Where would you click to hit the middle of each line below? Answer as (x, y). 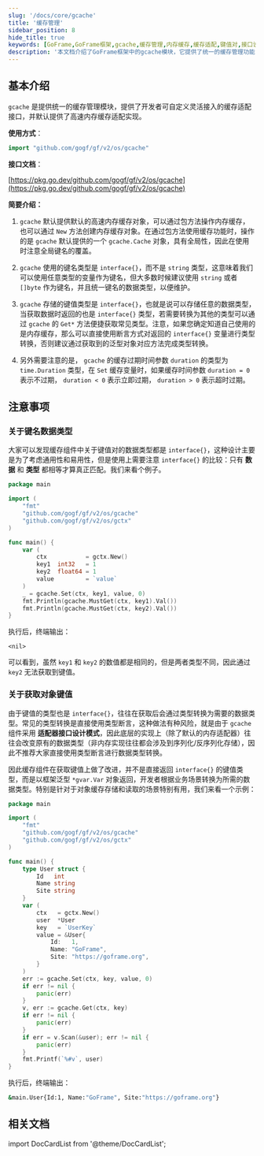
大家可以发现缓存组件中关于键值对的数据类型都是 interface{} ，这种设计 (125, 450)
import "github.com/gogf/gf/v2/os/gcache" (79, 148)
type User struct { (54, 869)
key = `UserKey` (66, 927)
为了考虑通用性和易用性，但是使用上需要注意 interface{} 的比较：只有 (129, 460)
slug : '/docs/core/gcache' (52, 15)
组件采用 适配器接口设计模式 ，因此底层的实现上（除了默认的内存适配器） (126, 733)
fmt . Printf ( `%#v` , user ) (63, 1059)
